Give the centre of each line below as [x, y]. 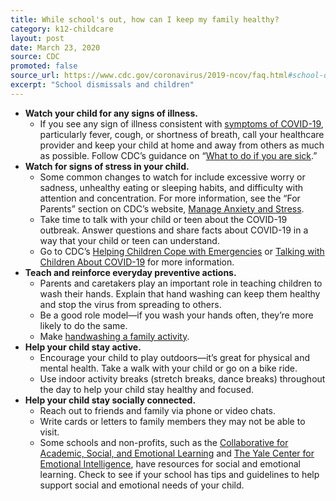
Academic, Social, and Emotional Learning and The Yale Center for [177, 453]
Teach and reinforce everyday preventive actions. [130, 272]
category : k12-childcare [62, 29]
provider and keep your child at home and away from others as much [182, 145]
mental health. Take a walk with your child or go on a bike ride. [168, 368]
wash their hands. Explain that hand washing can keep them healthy [180, 293]
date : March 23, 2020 [55, 47]
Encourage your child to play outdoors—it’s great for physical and [175, 357]
